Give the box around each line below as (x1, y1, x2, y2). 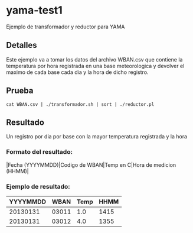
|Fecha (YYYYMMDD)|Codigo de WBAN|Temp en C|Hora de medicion (6, 161, 176, 169)
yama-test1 (6, 4, 63, 17)
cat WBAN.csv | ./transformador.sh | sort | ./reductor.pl (6, 101, 155, 107)
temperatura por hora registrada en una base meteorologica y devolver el (6, 62, 185, 69)
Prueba (6, 86, 34, 96)
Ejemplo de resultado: (6, 182, 71, 190)
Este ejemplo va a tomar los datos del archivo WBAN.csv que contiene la (6, 56, 183, 63)
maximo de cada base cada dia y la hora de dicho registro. (6, 69, 149, 76)
